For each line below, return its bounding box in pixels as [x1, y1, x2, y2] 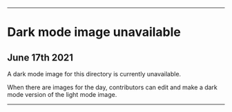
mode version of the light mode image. [7, 91, 117, 98]
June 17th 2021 [7, 52, 74, 63]
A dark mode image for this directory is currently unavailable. [7, 70, 182, 78]
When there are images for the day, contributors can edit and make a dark [7, 83, 217, 91]
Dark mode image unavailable [7, 25, 182, 40]
